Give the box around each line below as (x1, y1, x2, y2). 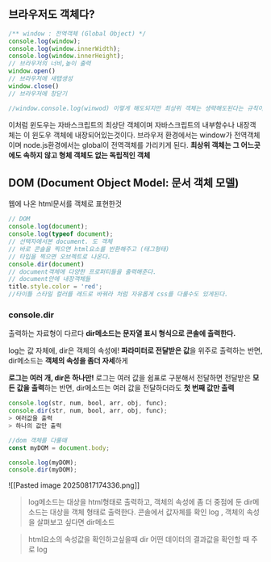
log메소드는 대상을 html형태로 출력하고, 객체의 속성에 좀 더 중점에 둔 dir (27, 497, 253, 507)
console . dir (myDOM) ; (8, 466, 78, 474)
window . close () (8, 82, 60, 90)
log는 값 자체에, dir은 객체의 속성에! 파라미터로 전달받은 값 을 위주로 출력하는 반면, (8, 346, 263, 355)
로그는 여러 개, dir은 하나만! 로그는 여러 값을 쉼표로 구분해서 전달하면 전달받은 (8, 373, 252, 383)
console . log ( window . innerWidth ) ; (8, 44, 121, 52)
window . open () (8, 67, 56, 75)
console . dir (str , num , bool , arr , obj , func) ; (8, 407, 168, 415)
